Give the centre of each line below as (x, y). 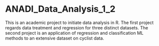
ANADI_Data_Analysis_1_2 (60, 9)
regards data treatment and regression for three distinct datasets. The (77, 27)
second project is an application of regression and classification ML (74, 33)
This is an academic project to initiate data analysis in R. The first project (79, 23)
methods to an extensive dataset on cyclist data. (55, 38)
